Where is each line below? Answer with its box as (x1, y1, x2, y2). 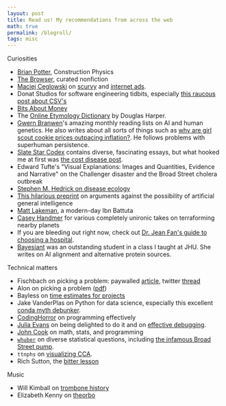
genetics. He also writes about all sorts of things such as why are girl (16, 126, 212, 135)
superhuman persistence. (16, 141, 90, 149)
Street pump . (16, 343, 54, 351)
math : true (7, 23, 38, 30)
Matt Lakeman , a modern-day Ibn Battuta (16, 207, 134, 215)
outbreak (16, 177, 43, 185)
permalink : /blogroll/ (7, 29, 72, 36)
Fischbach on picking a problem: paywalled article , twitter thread (16, 277, 201, 285)
